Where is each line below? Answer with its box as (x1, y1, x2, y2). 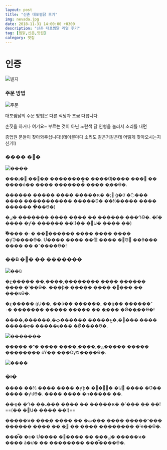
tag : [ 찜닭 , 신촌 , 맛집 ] (5, 31, 47, 36)
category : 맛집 (5, 36, 35, 41)
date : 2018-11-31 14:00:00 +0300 (5, 21, 75, 27)
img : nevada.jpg (5, 17, 39, 22)
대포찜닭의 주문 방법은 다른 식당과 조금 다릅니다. (5, 113, 99, 119)
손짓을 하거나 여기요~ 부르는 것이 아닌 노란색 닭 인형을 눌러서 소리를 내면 (5, 123, 147, 129)
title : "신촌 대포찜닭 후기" (5, 12, 58, 17)
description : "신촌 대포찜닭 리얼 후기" (5, 26, 80, 31)
